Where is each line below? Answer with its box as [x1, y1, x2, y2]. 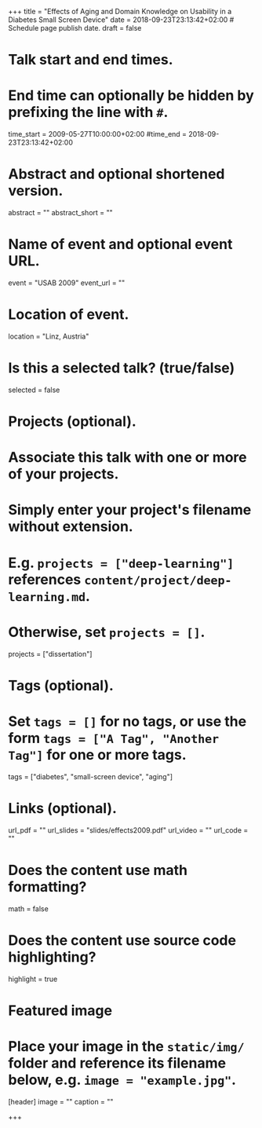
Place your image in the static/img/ [8, 1037, 245, 1055]
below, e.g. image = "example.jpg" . [8, 1071, 237, 1089]
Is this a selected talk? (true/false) [8, 359, 235, 377]
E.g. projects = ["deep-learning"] [8, 554, 235, 572]
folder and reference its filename [8, 1054, 226, 1071]
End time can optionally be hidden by [8, 86, 254, 104]
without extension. [8, 518, 133, 536]
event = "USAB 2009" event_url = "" [8, 278, 126, 287]
